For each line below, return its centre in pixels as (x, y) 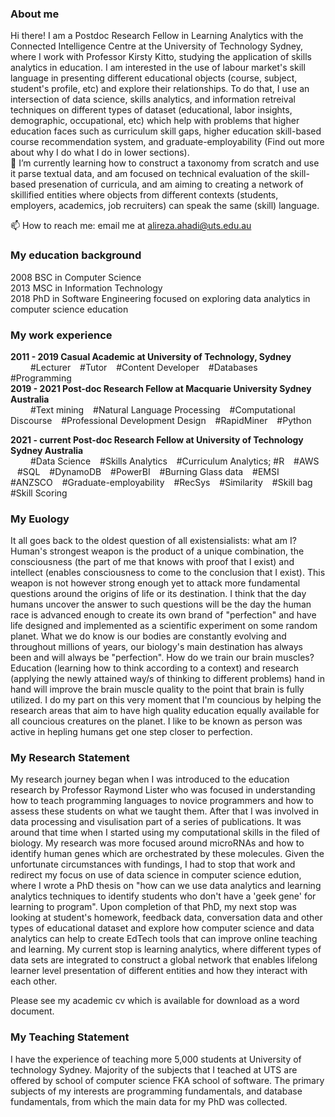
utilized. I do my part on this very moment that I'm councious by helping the (166, 700)
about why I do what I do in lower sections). (100, 153)
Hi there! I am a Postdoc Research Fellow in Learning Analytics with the (157, 36)
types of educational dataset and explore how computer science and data (162, 928)
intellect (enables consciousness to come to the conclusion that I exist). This (168, 573)
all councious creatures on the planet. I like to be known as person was (156, 721)
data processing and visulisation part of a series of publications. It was (156, 822)
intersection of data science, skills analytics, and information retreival (153, 99)
